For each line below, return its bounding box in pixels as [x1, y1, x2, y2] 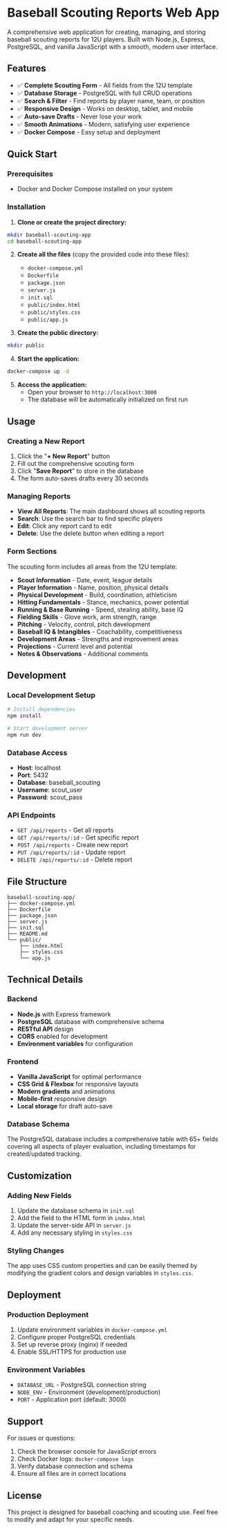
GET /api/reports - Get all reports [17, 826, 114, 835]
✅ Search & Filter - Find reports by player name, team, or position [17, 96, 205, 105]
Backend [7, 994, 38, 1004]
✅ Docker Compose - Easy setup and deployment [17, 128, 161, 136]
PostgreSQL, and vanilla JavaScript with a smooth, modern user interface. [7, 42, 218, 51]
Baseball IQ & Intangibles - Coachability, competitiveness [17, 627, 182, 636]
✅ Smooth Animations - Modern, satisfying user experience [17, 120, 190, 128]
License [7, 1489, 42, 1502]
